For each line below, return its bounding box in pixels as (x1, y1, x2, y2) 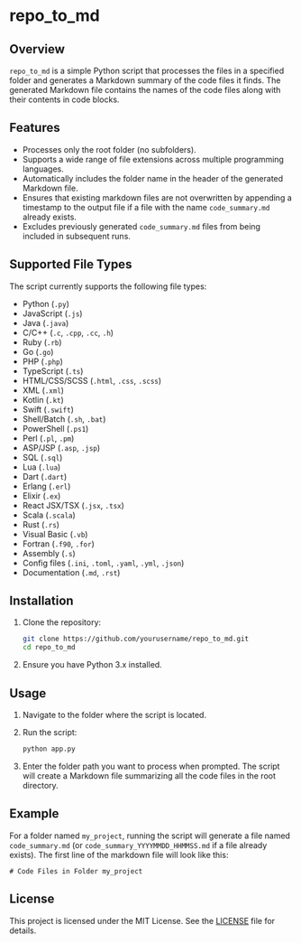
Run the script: (22, 727, 78, 737)
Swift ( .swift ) (22, 404, 75, 415)
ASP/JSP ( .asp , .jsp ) (22, 442, 101, 453)
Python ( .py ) (22, 298, 69, 309)
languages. (22, 163, 65, 174)
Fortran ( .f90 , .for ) (22, 538, 95, 549)
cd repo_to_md (22, 643, 76, 652)
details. (9, 925, 37, 936)
